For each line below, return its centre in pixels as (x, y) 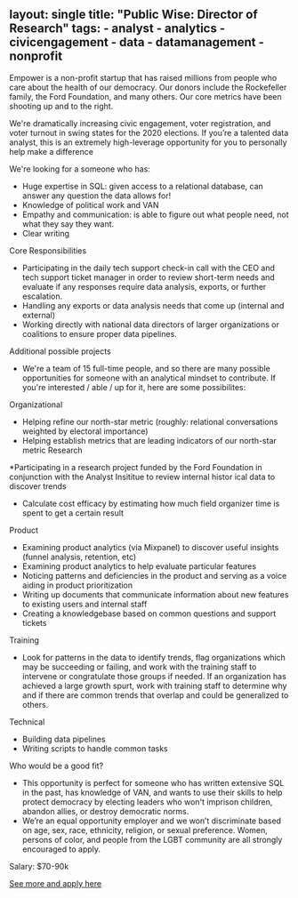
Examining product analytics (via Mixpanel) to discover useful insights (150, 547)
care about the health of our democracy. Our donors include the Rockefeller (148, 87)
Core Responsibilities (48, 250)
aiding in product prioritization (77, 585)
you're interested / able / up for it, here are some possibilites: (134, 387)
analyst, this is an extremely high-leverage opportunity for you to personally (148, 142)
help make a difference (51, 151)
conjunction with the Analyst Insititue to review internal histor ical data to (142, 477)
